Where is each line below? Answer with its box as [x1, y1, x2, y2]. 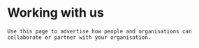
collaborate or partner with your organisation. [7, 33, 152, 41]
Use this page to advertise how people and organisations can [7, 28, 192, 35]
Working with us [7, 5, 105, 21]
